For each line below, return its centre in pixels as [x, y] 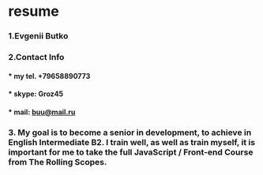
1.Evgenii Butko [38, 36]
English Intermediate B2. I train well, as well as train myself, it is [131, 142]
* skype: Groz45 [36, 94]
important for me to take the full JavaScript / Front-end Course [131, 152]
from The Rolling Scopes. [58, 162]
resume [34, 11]
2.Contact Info [36, 58]
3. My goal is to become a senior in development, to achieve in [130, 132]
